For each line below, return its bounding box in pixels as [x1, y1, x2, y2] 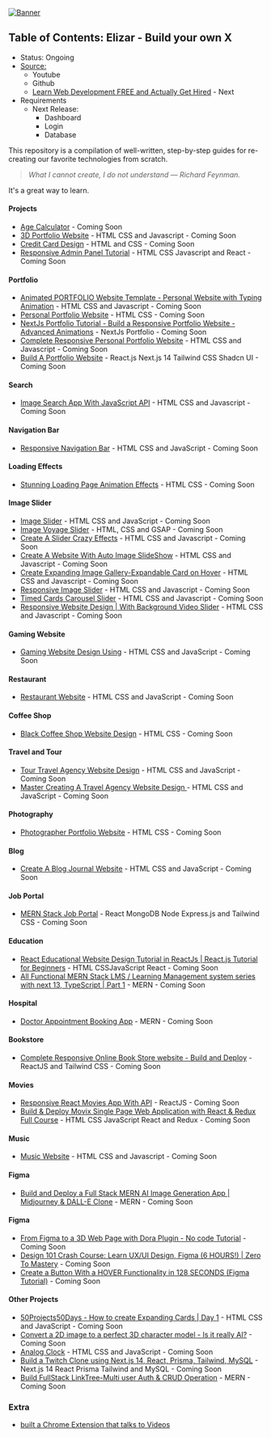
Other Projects [8, 1295, 59, 1304]
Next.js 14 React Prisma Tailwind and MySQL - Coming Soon [19, 1364, 222, 1374]
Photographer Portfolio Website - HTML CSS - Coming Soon [19, 827, 222, 837]
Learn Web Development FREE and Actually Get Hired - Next [32, 87, 235, 96]
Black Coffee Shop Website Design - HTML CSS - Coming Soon [19, 729, 233, 738]
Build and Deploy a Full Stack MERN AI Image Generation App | [19, 1188, 231, 1198]
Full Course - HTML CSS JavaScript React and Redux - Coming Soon [19, 1115, 251, 1125]
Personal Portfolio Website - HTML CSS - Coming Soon [19, 310, 205, 319]
